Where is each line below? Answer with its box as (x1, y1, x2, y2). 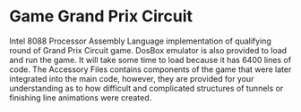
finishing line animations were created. (9, 92, 152, 103)
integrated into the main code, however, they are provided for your (9, 73, 254, 84)
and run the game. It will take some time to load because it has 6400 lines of (9, 54, 292, 65)
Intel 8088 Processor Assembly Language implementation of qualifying (9, 36, 271, 46)
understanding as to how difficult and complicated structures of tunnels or (9, 83, 284, 93)
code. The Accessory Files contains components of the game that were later (9, 64, 292, 75)
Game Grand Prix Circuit (9, 6, 193, 27)
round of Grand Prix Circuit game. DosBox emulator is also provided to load (9, 44, 288, 55)
